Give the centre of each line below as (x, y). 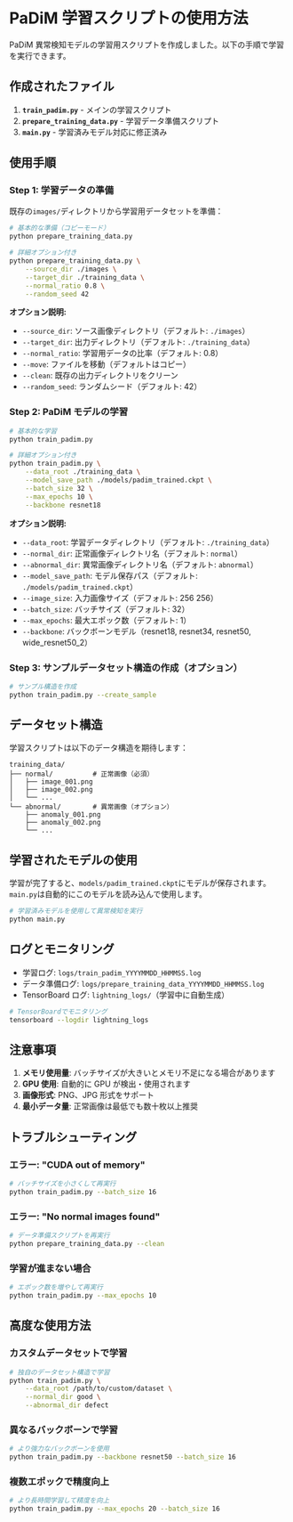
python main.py (37, 920)
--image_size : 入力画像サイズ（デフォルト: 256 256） (120, 598)
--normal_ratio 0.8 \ (65, 286)
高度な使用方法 (50, 1326)
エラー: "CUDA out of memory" (77, 1165)
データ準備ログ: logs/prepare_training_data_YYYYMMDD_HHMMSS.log (143, 983)
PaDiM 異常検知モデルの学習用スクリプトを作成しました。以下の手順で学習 (146, 45)
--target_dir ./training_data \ (85, 277)
